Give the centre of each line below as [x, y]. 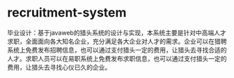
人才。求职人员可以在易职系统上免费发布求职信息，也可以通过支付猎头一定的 [117, 58]
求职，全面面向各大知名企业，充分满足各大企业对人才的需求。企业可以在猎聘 [117, 41]
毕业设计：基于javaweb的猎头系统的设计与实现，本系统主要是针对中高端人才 [117, 32]
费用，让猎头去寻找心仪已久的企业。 [59, 67]
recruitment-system [67, 13]
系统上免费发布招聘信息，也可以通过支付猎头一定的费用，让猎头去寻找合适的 [117, 50]
